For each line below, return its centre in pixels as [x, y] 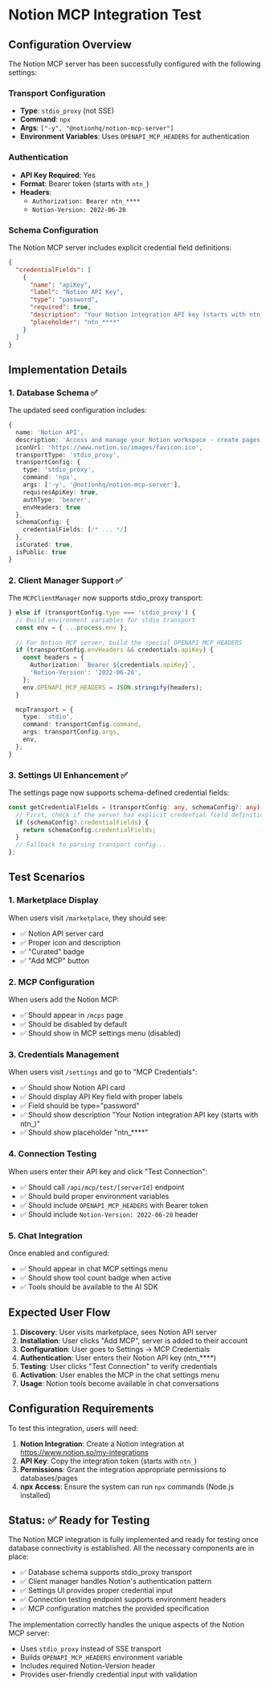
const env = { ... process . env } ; [72, 627]
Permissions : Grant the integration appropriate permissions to [123, 1469]
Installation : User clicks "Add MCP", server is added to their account [133, 1340]
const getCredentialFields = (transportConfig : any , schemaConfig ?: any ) [135, 807]
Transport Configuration [57, 93]
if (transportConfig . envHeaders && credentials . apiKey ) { [115, 650]
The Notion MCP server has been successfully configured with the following [135, 64]
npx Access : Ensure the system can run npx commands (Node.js [127, 1486]
